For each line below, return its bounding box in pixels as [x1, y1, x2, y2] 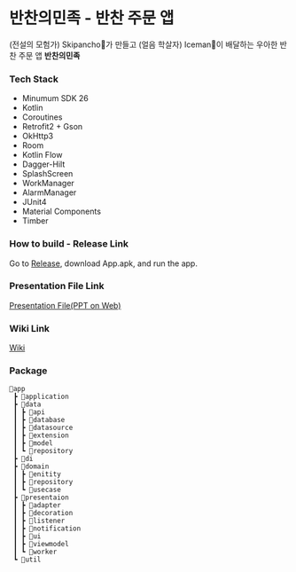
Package [9, 364, 48, 377]
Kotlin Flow [21, 150, 63, 161]
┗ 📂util [12, 555, 42, 564]
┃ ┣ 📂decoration [12, 509, 74, 518]
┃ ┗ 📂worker [12, 547, 58, 557]
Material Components [21, 206, 102, 217]
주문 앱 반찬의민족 [18, 50, 81, 60]
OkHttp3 [21, 130, 54, 142]
